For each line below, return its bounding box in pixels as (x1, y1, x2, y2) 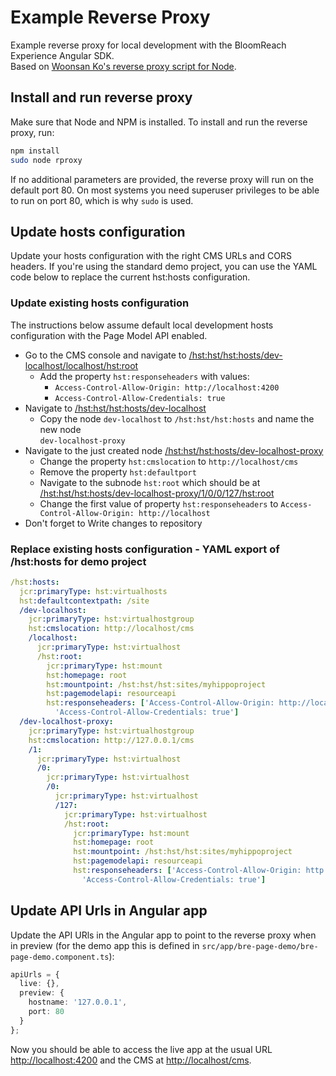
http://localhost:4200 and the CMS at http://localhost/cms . (10, 1054, 252, 1066)
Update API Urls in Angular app (10, 902, 208, 920)
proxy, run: (10, 126, 55, 138)
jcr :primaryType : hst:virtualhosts (19, 586, 168, 596)
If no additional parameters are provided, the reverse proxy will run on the (10, 173, 314, 185)
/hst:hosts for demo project (10, 554, 147, 568)
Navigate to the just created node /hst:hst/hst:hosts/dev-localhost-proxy (24, 444, 324, 456)
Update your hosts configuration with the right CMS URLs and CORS (10, 250, 292, 262)
